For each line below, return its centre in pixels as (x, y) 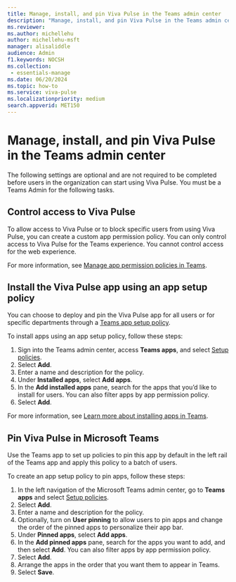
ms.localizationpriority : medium (56, 99)
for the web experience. (42, 252)
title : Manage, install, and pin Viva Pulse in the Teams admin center (114, 14)
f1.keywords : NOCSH (36, 60)
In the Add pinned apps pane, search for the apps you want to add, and (122, 543)
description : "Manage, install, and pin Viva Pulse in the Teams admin (114, 20)
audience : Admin (31, 54)
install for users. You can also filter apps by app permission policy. (113, 395)
